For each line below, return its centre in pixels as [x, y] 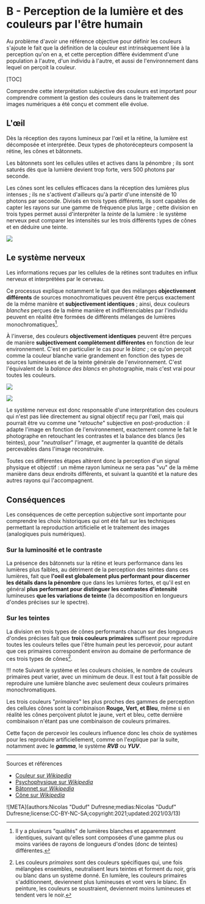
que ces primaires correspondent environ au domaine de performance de [99, 651]
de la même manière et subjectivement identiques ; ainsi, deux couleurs [98, 304]
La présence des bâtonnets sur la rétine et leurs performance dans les [95, 563]
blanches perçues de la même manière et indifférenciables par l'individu [97, 310]
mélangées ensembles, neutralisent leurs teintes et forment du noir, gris [106, 869]
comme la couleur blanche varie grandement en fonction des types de [95, 356]
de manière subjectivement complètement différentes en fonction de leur [100, 343]
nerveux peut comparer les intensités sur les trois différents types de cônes [101, 220]
